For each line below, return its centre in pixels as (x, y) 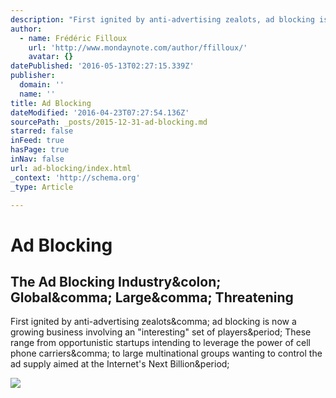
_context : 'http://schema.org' (75, 177)
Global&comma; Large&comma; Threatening (152, 297)
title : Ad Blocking (51, 103)
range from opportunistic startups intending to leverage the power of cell (160, 343)
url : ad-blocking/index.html (71, 168)
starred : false (42, 131)
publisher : (33, 76)
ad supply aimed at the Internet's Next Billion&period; (120, 364)
